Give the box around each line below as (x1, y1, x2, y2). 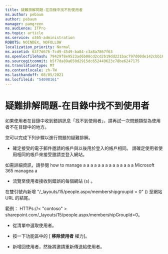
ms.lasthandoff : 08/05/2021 (5, 72, 64, 77)
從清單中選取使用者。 (12, 222, 56, 228)
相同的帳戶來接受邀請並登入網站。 (16, 151, 87, 157)
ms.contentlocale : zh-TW (5, 68, 57, 73)
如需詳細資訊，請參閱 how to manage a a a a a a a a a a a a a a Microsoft (5, 162, 155, 168)
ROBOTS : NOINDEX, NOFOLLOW (5, 40, 61, 45)
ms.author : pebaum (5, 12, 43, 17)
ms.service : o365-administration (5, 35, 75, 40)
